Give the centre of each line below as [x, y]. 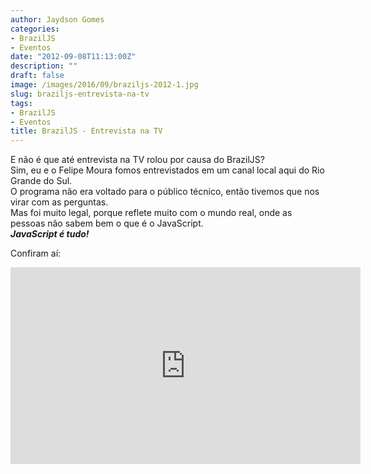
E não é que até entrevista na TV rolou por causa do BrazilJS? [137, 160]
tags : [21, 103]
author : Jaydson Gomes [57, 19]
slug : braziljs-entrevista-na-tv [80, 94]
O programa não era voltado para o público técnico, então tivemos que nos [165, 192]
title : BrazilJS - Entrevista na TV [86, 131]
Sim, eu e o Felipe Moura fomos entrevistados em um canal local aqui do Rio [167, 170]
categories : [35, 29]
